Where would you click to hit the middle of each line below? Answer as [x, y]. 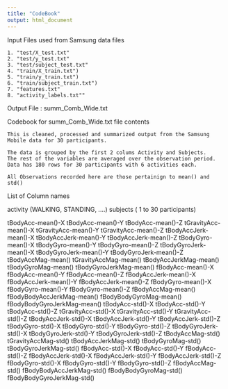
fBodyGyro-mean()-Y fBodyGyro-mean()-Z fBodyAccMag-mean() [101, 289]
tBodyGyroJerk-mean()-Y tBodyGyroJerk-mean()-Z [110, 252]
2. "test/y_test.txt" [39, 59]
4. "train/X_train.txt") [43, 71]
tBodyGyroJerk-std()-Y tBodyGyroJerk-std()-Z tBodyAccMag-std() [124, 333]
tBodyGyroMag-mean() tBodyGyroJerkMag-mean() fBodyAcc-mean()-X [111, 267]
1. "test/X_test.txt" [39, 53]
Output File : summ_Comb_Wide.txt [57, 108]
